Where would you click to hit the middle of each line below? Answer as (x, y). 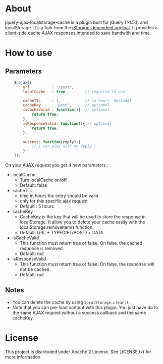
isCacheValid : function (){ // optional (66, 110)
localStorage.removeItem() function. (57, 227)
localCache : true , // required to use (74, 92)
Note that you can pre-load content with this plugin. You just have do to (85, 307)
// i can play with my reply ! (64, 147)
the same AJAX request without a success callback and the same (79, 312)
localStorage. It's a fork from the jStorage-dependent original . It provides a (81, 27)
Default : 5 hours (37, 207)
